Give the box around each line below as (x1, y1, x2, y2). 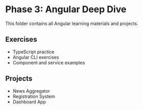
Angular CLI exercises (12, 54, 59, 60)
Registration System (12, 93, 55, 99)
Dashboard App (12, 98, 46, 105)
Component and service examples (12, 60, 85, 66)
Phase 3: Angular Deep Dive (5, 4, 127, 15)
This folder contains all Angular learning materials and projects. (5, 20, 139, 26)
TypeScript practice (12, 48, 55, 54)
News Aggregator (12, 88, 50, 94)
